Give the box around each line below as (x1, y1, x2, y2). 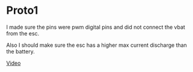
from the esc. (6, 29, 40, 37)
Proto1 (6, 4, 38, 17)
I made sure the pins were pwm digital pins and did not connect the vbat (6, 23, 185, 31)
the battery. (6, 47, 35, 55)
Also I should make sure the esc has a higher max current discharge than (6, 41, 188, 49)
